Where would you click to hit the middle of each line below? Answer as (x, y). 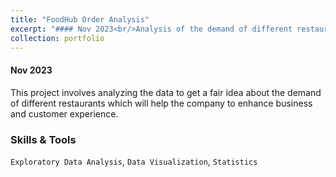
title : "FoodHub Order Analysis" (80, 19)
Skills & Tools (43, 139)
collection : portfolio (57, 38)
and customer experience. (64, 113)
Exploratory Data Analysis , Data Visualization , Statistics (134, 161)
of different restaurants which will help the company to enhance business (161, 103)
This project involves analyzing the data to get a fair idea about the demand (166, 92)
